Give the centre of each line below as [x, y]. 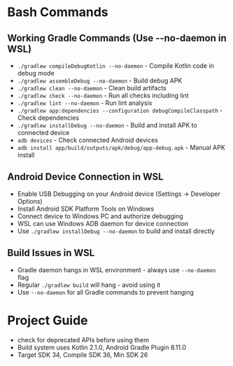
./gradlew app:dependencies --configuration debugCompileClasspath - [120, 110]
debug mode [36, 73]
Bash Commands [58, 12]
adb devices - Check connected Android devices [88, 140]
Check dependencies [48, 118]
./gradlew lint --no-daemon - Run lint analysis [85, 103]
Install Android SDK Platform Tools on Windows [86, 209]
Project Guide [48, 320]
